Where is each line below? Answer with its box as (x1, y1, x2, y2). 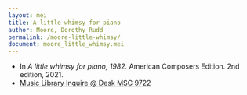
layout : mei (8, 11, 47, 19)
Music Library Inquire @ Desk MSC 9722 (19, 79, 151, 88)
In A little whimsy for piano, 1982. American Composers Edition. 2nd (19, 62, 240, 71)
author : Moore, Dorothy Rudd (8, 26, 104, 33)
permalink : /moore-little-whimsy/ (8, 33, 122, 41)
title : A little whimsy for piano (8, 19, 122, 26)
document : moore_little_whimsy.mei (8, 40, 125, 48)
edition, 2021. (19, 70, 64, 79)
